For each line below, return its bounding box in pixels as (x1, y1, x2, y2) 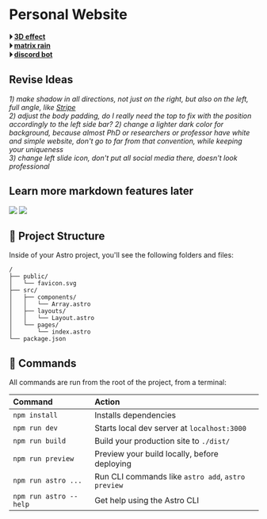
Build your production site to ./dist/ (94, 436, 231, 447)
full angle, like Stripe (9, 102, 76, 112)
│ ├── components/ (9, 293, 78, 302)
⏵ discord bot (9, 49, 53, 59)
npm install (13, 410, 59, 420)
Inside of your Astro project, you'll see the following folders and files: (9, 250, 235, 260)
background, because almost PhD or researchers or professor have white (9, 128, 250, 137)
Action (94, 396, 120, 407)
